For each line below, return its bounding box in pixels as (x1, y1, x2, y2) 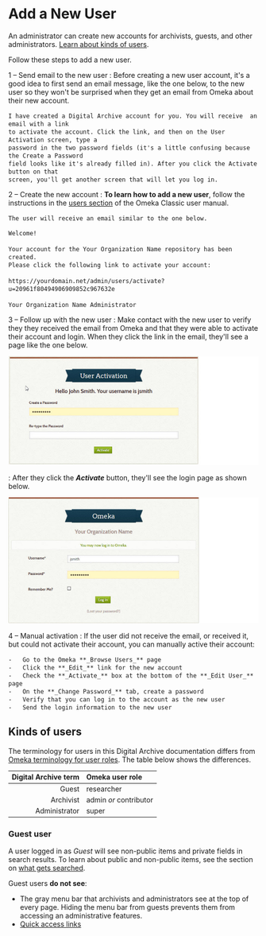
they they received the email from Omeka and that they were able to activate (8, 323, 259, 332)
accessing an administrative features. (19, 911, 143, 920)
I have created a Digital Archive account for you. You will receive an (8, 112, 258, 120)
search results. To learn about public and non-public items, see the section (8, 854, 253, 864)
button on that (8, 168, 59, 176)
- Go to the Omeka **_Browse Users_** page (8, 656, 161, 664)
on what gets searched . (8, 863, 86, 872)
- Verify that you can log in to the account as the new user (8, 696, 226, 704)
